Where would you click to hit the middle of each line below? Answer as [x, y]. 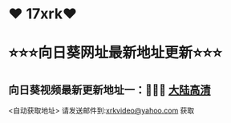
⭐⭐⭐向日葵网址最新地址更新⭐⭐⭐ [115, 53]
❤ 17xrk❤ [43, 14]
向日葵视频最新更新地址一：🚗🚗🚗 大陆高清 [109, 90]
